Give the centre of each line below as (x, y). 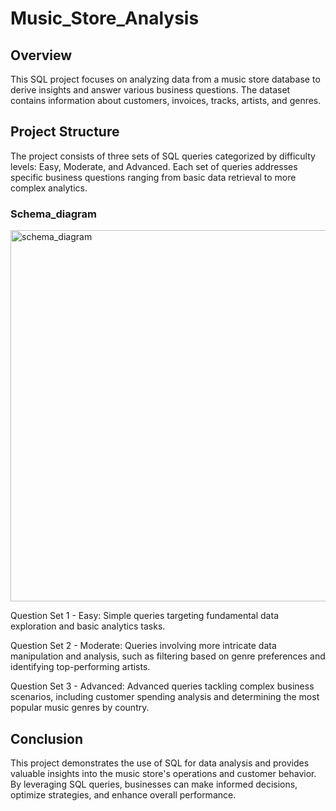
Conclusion (47, 738)
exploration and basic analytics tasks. (88, 626)
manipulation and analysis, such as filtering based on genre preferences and (168, 656)
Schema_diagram (53, 214)
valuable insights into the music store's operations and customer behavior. (163, 773)
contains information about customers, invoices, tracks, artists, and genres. (166, 100)
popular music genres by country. (80, 708)
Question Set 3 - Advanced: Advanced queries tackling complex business (162, 686)
